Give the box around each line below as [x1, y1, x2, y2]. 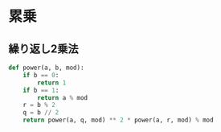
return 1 [37, 78, 67, 87]
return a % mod [37, 93, 88, 101]
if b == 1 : [23, 86, 59, 94]
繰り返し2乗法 [8, 42, 79, 56]
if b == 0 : [23, 71, 59, 79]
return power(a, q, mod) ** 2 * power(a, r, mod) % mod [23, 116, 215, 125]
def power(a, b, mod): [8, 64, 84, 72]
